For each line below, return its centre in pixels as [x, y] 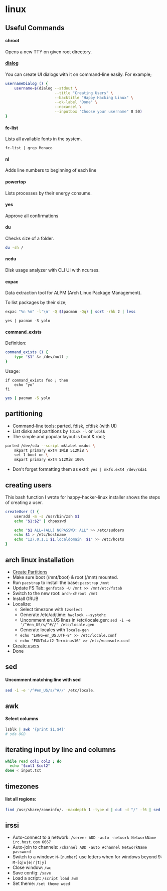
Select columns [22, 719]
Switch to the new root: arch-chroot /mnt [55, 593]
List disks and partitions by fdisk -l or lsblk [59, 431]
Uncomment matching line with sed [43, 679]
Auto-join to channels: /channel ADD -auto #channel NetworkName [79, 847]
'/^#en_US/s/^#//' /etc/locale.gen [57, 625]
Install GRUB [25, 599]
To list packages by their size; [36, 303]
